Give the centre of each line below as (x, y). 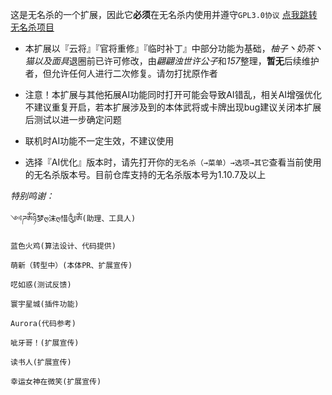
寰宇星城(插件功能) (45, 304)
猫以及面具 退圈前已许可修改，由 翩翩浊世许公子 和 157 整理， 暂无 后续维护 (172, 61)
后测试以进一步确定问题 (73, 119)
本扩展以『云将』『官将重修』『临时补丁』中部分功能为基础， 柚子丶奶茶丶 (173, 48)
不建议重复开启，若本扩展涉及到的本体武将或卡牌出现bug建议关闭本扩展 (173, 107)
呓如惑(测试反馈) (41, 285)
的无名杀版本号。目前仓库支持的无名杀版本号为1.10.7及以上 (145, 174)
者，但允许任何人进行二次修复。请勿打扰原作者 (121, 73)
